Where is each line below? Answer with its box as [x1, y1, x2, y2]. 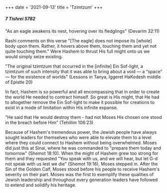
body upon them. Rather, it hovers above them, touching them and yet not [5, 43, 157, 49]
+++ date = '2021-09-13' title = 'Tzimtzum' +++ [5, 4, 103, 10]
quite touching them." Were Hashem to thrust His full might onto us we [5, 48, 150, 54]
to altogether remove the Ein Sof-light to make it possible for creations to [5, 99, 155, 105]
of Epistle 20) [5, 79, 33, 85]
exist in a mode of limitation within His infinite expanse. [5, 104, 118, 110]
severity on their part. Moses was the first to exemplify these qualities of [5, 171, 154, 177]
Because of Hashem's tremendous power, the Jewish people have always [5, 129, 157, 135]
